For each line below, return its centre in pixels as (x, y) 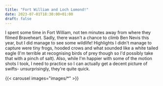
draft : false (18, 19)
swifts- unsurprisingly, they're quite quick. (48, 69)
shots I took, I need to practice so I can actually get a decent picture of (76, 64)
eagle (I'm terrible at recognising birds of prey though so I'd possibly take (79, 53)
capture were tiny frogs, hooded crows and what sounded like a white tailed (81, 48)
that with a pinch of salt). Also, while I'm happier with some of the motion (79, 59)
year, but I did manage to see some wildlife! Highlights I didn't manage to (78, 43)
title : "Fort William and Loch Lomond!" (47, 10)
